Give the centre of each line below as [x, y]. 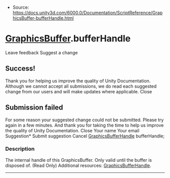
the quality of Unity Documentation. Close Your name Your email [72, 130]
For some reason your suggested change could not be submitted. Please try [84, 120]
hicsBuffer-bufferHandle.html [43, 18]
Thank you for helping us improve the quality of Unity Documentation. [78, 81]
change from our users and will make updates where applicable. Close [79, 91]
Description [20, 149]
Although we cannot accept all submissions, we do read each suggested [81, 86]
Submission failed [34, 108]
